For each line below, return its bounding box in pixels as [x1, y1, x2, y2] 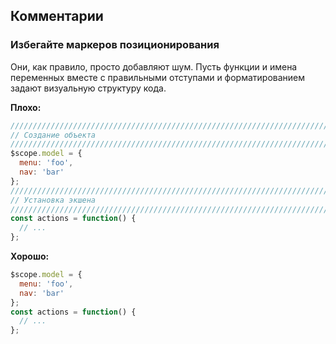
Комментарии [10, 8, 104, 25]
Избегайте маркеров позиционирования [10, 38, 220, 52]
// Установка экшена [10, 195, 97, 205]
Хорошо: [10, 250, 50, 263]
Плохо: [10, 101, 42, 113]
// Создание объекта [10, 130, 97, 140]
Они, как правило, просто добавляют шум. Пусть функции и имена [10, 60, 298, 73]
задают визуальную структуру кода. [10, 82, 167, 94]
